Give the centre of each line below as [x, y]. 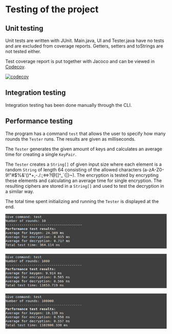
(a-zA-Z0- [153, 169]
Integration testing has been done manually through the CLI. [69, 105]
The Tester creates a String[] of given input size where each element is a [84, 164]
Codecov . [15, 67]
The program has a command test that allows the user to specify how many [85, 133]
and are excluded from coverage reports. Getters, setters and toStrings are [84, 46]
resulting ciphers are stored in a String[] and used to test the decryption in [85, 186]
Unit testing [24, 28]
